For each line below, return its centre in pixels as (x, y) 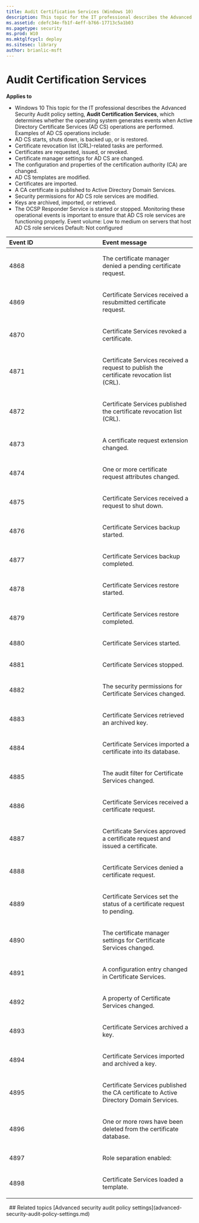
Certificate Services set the (141, 896)
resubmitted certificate (134, 302)
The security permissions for (142, 686)
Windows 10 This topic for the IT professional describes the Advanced (100, 108)
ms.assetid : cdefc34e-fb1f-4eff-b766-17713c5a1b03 (70, 23)
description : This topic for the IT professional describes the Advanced (99, 17)
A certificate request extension (145, 440)
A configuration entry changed (145, 969)
